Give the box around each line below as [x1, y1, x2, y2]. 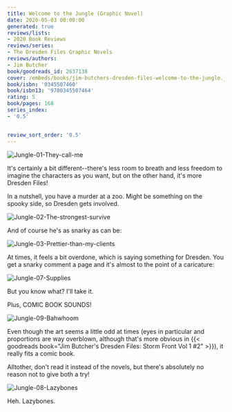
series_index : [7, 106, 48, 113]
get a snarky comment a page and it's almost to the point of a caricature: [7, 260, 215, 268]
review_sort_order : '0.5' [7, 131, 81, 138]
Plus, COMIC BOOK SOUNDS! [7, 300, 92, 308]
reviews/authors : [7, 55, 57, 62]
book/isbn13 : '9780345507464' [7, 87, 95, 94]
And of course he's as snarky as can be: [7, 226, 122, 234]
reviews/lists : [7, 29, 51, 37]
